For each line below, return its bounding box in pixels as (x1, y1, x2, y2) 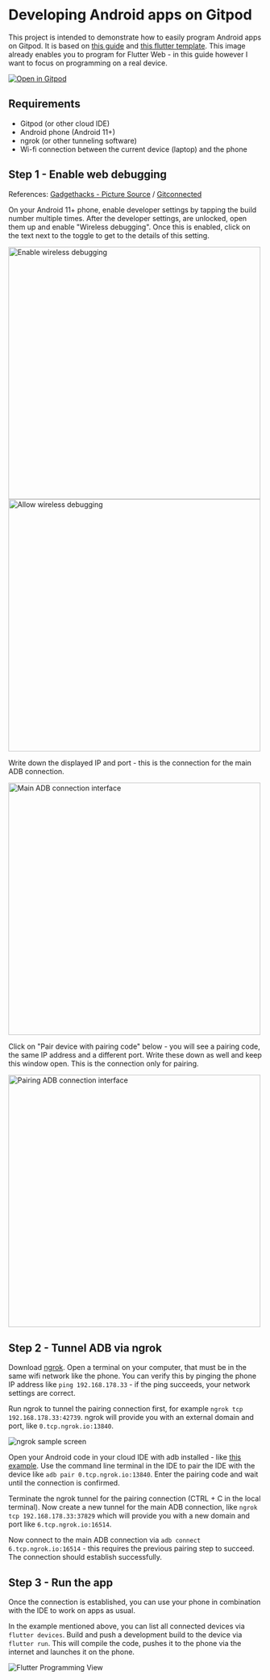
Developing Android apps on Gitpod (8, 6, 252, 24)
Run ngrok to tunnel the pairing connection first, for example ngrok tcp (8, 1404, 243, 1414)
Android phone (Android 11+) (19, 127, 115, 136)
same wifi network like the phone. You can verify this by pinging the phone (8, 1371, 256, 1381)
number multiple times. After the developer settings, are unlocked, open (8, 213, 247, 223)
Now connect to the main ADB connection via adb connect (8, 1535, 201, 1545)
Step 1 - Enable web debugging (8, 168, 168, 182)
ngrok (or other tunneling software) (19, 136, 137, 145)
